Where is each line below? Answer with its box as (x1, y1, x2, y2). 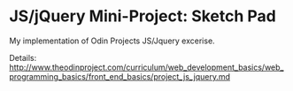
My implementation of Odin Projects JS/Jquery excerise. (9, 35, 215, 46)
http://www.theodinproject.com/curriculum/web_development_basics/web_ (9, 62, 284, 72)
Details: (9, 52, 37, 63)
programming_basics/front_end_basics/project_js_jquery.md (9, 71, 231, 81)
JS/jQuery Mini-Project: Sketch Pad (9, 6, 276, 27)
